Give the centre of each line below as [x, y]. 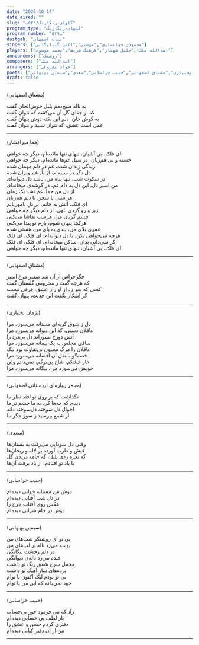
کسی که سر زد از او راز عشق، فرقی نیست [54, 289]
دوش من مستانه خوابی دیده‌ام [40, 491]
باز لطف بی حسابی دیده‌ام [35, 618]
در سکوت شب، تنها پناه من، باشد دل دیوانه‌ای [56, 179]
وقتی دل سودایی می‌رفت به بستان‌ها [46, 444]
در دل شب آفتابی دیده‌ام [33, 498]
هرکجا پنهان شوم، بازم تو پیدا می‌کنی [47, 223]
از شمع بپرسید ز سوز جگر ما [38, 416]
